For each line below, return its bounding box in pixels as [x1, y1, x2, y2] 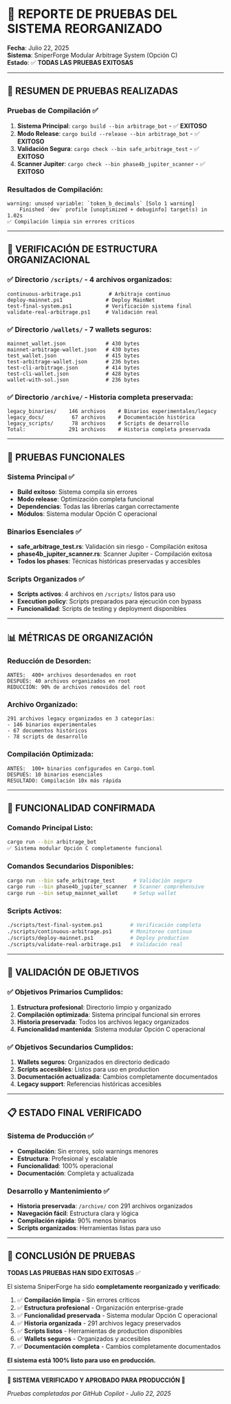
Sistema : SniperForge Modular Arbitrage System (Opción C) [7, 51, 178, 59]
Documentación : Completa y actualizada [16, 1169, 134, 1177]
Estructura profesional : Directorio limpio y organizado [16, 1003, 172, 1011]
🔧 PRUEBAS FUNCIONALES [7, 451, 125, 463]
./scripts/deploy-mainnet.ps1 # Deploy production [7, 934, 189, 942]
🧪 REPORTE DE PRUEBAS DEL [7, 6, 177, 22]
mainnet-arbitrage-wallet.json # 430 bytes [7, 346, 140, 353]
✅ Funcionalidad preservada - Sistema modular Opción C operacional [16, 1311, 218, 1319]
